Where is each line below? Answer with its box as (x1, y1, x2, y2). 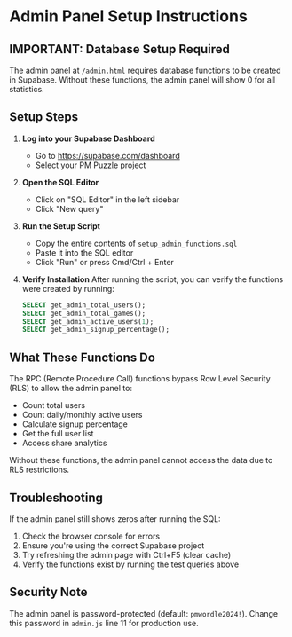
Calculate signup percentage (21, 419, 129, 429)
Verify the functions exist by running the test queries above (21, 559, 240, 570)
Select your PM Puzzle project (35, 160, 146, 170)
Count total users (21, 400, 86, 411)
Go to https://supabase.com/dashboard (35, 150, 180, 161)
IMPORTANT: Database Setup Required (9, 42, 231, 57)
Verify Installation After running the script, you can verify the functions (21, 273, 284, 285)
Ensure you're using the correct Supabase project (21, 539, 205, 551)
